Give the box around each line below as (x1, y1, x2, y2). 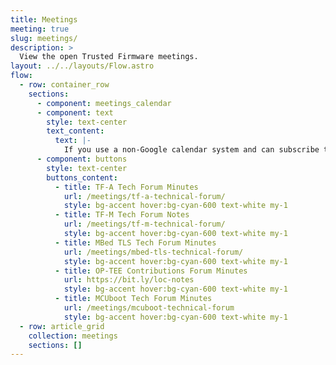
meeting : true (10, 24, 70, 34)
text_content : (46, 126, 105, 136)
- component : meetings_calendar (36, 98, 172, 108)
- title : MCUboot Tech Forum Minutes (54, 294, 213, 304)
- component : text (36, 107, 114, 118)
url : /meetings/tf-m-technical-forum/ (63, 219, 226, 230)
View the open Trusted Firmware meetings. (19, 52, 199, 62)
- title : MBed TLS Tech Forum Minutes (54, 237, 217, 248)
